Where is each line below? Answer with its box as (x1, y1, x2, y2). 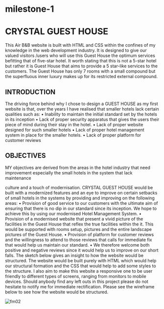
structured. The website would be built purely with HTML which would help (5, 257, 157, 263)
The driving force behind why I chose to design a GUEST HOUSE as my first (5, 101, 158, 107)
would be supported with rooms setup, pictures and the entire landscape (5, 226, 152, 232)
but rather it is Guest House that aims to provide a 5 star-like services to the (5, 63, 158, 69)
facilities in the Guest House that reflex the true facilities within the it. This (5, 221, 154, 227)
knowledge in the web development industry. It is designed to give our (5, 48, 147, 54)
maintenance (5, 175, 31, 181)
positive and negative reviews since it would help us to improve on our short (5, 247, 159, 253)
